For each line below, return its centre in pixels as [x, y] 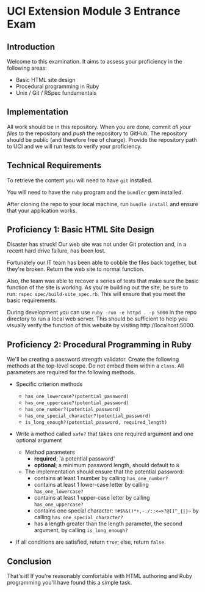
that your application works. [42, 210]
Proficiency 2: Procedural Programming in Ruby [99, 345]
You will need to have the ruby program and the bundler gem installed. [95, 192]
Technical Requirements [54, 165]
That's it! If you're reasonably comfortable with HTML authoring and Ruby [100, 576]
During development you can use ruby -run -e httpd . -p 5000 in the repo [102, 313]
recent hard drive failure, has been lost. [56, 251]
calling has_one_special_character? [79, 517]
